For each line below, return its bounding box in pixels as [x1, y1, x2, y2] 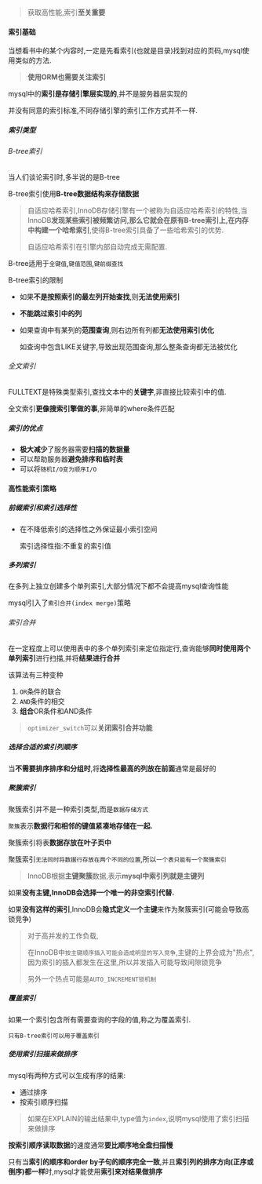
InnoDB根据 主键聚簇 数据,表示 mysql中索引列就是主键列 [27, 871, 205, 880]
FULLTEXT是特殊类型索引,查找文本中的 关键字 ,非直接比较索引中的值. [8, 387, 227, 396]
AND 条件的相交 [19, 696, 65, 705]
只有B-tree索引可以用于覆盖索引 [8, 1032, 100, 1040]
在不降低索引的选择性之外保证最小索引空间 [19, 524, 158, 534]
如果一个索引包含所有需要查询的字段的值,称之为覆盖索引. [8, 1015, 191, 1024]
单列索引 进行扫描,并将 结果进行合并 [8, 653, 121, 662]
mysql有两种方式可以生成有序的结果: [8, 1070, 126, 1080]
